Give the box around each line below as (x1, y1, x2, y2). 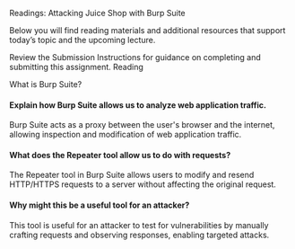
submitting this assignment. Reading (9, 62, 143, 72)
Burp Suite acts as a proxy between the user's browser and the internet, (9, 120, 275, 130)
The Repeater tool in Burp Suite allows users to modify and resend (9, 170, 255, 181)
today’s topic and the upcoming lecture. (9, 35, 156, 45)
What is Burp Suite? (9, 79, 82, 89)
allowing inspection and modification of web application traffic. (9, 129, 242, 140)
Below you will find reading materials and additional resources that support (9, 25, 286, 35)
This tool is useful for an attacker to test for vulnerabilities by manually (9, 219, 269, 230)
